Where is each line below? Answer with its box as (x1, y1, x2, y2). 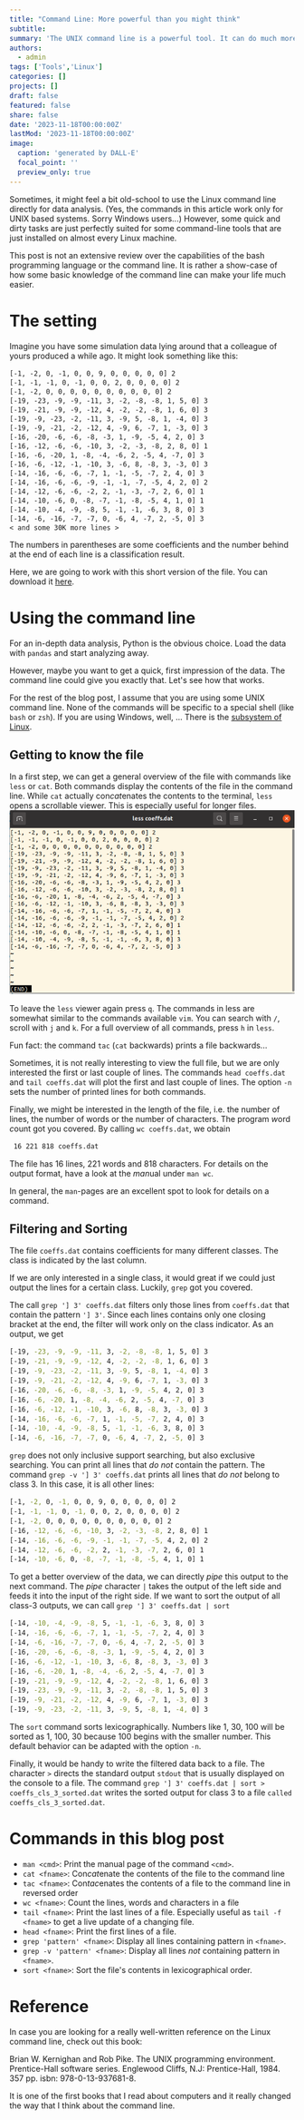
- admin (17, 53, 47, 63)
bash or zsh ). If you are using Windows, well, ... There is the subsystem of (9, 711, 282, 722)
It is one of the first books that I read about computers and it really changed (9, 2090, 291, 2101)
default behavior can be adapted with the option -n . (9, 1741, 202, 1752)
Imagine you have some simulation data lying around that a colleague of (9, 340, 278, 351)
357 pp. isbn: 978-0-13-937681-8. (9, 2073, 137, 2084)
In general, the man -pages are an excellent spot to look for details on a (9, 1185, 270, 1197)
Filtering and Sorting (9, 1221, 128, 1237)
